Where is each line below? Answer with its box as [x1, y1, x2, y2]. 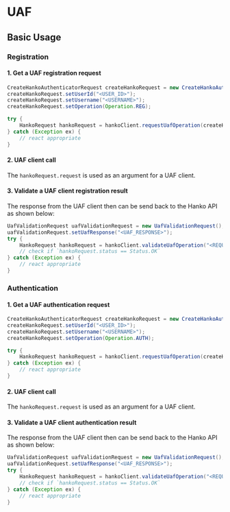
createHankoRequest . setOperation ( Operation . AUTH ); [7, 334, 155, 341]
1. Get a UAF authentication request [7, 300, 110, 308]
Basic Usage [7, 32, 62, 43]
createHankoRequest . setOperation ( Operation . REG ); [7, 103, 152, 110]
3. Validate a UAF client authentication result [7, 418, 137, 426]
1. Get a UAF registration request [7, 69, 101, 77]
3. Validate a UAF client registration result [7, 186, 128, 195]
